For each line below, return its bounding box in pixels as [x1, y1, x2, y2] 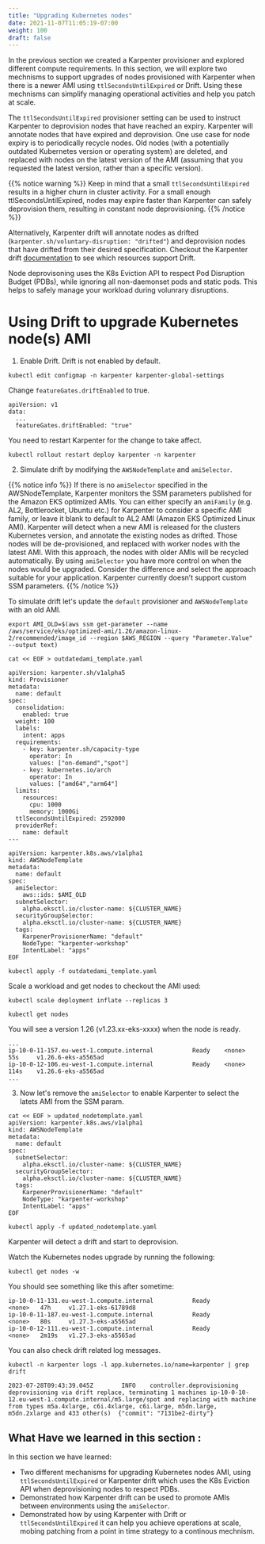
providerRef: [15, 822, 59, 829]
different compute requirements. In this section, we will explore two [8, 64, 228, 74]
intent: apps [22, 731, 66, 740]
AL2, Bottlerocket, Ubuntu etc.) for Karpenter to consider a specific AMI [8, 505, 242, 515]
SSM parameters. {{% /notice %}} [8, 581, 119, 591]
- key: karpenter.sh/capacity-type [22, 745, 140, 753]
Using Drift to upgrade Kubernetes [8, 313, 239, 331]
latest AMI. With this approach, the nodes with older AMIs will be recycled [8, 548, 249, 557]
